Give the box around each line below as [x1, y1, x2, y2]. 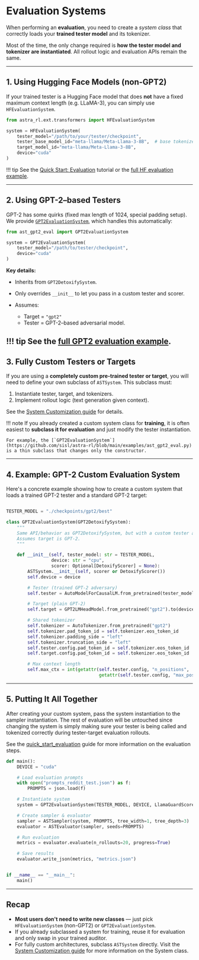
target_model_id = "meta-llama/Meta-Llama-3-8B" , [17, 144, 136, 150]
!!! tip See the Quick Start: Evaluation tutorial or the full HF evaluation [6, 166, 174, 173]
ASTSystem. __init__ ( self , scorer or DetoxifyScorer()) [27, 568, 166, 574]
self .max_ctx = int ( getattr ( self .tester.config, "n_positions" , [27, 667, 190, 673]
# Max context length [27, 661, 81, 667]
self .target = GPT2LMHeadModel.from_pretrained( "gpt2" [27, 606, 166, 613]
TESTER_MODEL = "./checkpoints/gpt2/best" [6, 508, 113, 515]
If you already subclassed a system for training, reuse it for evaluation [14, 928, 185, 935]
